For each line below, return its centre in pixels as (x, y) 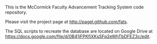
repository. (16, 12)
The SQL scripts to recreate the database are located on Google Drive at (79, 31)
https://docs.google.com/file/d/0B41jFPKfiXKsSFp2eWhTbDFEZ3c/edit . (78, 36)
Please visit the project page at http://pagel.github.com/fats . (67, 22)
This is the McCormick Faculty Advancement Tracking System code (75, 7)
